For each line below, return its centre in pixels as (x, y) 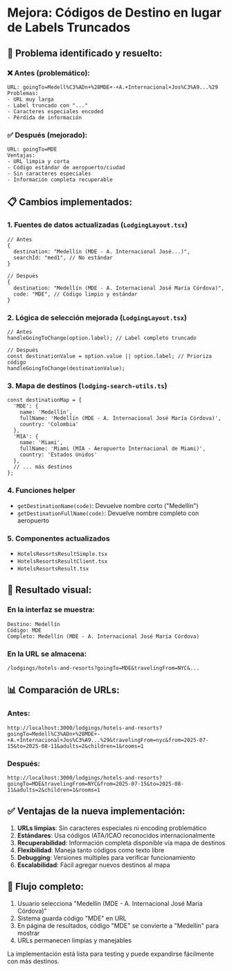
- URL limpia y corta (38, 162)
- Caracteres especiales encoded (55, 111)
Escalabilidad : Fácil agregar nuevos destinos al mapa (94, 865)
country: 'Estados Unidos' (59, 455)
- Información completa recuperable (60, 180)
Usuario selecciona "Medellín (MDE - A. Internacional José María (110, 903)
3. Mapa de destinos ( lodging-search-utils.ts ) (87, 386)
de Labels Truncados (69, 27)
